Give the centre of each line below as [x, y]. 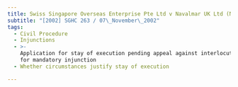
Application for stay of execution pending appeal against [109, 54]
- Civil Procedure [41, 34]
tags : [15, 27]
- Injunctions [34, 40]
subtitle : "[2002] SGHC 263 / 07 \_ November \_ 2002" [84, 21]
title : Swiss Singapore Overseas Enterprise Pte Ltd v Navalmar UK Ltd [115, 14]
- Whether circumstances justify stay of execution [92, 66]
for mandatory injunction [58, 60]
